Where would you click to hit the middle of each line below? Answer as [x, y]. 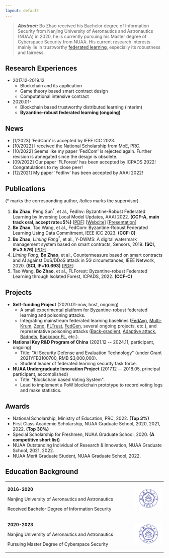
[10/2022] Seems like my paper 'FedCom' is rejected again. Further [82, 151]
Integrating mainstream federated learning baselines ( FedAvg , [84, 321]
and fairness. [31, 52]
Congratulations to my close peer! [48, 168]
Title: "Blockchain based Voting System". [62, 380]
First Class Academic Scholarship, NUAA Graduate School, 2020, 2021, [86, 424]
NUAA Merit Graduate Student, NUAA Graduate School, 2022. [77, 456]
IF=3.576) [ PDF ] [29, 250]
